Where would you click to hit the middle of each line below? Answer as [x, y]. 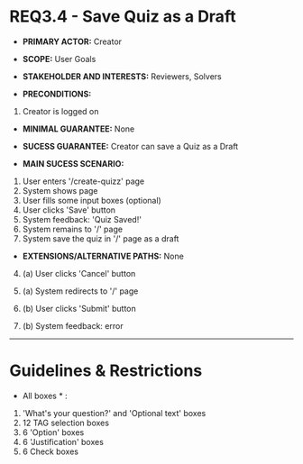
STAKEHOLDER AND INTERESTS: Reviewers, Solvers [122, 76]
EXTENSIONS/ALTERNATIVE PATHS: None [103, 256]
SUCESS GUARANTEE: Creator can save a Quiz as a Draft [130, 146]
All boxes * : [45, 396]
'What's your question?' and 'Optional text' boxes [114, 413]
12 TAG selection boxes [66, 423]
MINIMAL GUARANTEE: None [78, 129]
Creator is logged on [60, 111]
